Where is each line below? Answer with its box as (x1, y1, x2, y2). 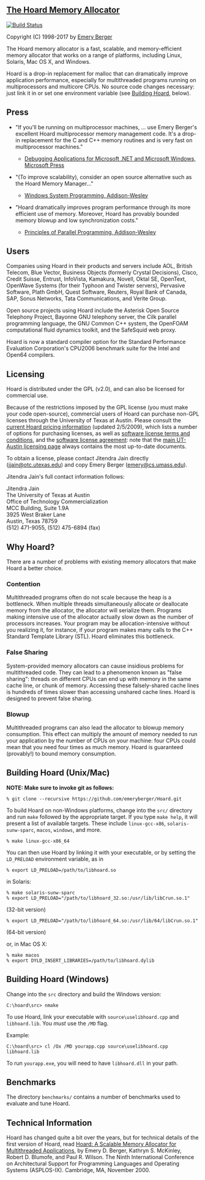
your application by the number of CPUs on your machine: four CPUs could (6, 737, 196, 744)
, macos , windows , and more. (33, 826, 102, 833)
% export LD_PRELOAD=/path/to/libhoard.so (6, 867, 116, 873)
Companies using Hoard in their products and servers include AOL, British (6, 262, 193, 270)
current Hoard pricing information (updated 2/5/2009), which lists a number (6, 423, 198, 431)
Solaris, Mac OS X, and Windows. (6, 58, 91, 65)
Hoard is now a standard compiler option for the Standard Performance (6, 338, 186, 346)
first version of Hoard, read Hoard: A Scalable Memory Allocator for (6, 1140, 177, 1148)
